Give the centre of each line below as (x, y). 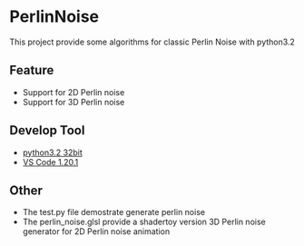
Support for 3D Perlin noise (74, 102)
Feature (32, 70)
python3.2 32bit (53, 153)
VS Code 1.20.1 (50, 162)
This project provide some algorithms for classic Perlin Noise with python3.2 (152, 42)
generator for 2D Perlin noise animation (96, 231)
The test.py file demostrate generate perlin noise (114, 212)
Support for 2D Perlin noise (74, 92)
